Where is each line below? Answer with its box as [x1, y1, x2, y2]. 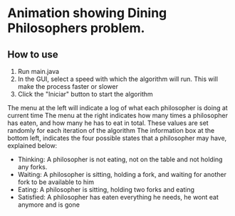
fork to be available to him [17, 178, 95, 186]
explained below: [7, 141, 58, 150]
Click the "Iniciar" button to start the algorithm [17, 90, 153, 98]
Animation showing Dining [7, 5, 167, 21]
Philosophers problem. [7, 20, 145, 36]
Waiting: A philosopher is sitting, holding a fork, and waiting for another [17, 171, 226, 178]
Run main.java [17, 67, 59, 75]
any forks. [17, 163, 48, 171]
